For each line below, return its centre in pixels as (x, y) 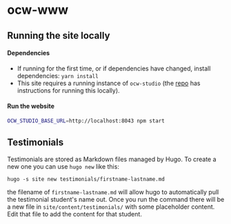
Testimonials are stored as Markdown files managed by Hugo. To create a (112, 159)
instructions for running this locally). (68, 90)
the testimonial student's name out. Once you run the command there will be (116, 199)
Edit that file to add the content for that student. (75, 214)
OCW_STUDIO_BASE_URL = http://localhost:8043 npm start (86, 121)
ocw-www (38, 10)
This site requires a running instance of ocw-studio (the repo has (109, 83)
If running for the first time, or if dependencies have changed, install (114, 68)
